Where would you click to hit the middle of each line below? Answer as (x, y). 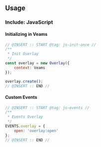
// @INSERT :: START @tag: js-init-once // (51, 45)
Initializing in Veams (26, 34)
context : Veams (30, 68)
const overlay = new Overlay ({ (37, 63)
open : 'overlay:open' (36, 131)
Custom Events (21, 97)
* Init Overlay (23, 54)
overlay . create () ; (24, 81)
